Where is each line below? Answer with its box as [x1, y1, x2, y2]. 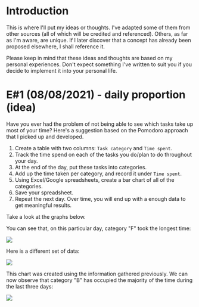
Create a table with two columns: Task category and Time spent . [14, 144, 173, 151]
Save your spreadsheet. [14, 189, 73, 196]
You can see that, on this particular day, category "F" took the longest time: [6, 225, 191, 232]
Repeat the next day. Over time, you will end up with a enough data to [14, 195, 186, 202]
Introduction [6, 4, 69, 18]
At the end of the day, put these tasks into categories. [14, 163, 147, 170]
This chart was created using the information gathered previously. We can [6, 270, 188, 277]
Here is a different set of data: [6, 247, 80, 255]
